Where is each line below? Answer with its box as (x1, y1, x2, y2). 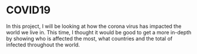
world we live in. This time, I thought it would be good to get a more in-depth (6, 28, 192, 35)
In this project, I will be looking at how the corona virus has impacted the (6, 23, 182, 30)
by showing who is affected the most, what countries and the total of (6, 35, 173, 42)
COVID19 (6, 3, 51, 17)
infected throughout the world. (6, 41, 81, 48)
